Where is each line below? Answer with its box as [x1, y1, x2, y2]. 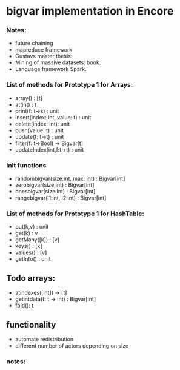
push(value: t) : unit [15, 126, 64, 134]
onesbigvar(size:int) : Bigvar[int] [15, 188, 96, 195]
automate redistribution [15, 335, 74, 343]
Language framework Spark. [15, 66, 87, 73]
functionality [6, 320, 56, 330]
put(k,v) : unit [15, 223, 49, 230]
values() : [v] [15, 249, 47, 256]
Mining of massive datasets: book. [15, 59, 101, 66]
